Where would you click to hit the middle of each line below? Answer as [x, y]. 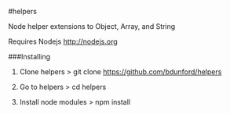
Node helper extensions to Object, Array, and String [92, 26]
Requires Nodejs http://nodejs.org [63, 41]
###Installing [29, 57]
